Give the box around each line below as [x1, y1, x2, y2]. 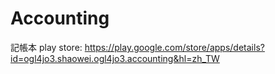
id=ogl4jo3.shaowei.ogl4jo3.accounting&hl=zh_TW [10, 52, 220, 64]
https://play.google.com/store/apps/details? [84, 41, 265, 53]
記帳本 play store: [10, 41, 83, 53]
